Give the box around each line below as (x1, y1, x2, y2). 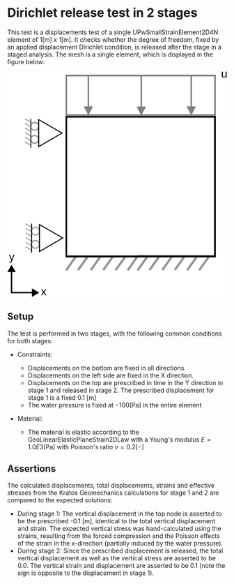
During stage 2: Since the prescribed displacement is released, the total (17, 546, 224, 555)
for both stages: (7, 336, 54, 345)
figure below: (7, 57, 45, 66)
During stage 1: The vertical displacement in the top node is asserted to (17, 509, 222, 518)
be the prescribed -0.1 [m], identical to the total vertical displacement (17, 517, 216, 525)
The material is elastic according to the (27, 428, 139, 436)
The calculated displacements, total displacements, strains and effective (7, 481, 214, 490)
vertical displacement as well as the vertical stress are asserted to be (17, 554, 216, 562)
